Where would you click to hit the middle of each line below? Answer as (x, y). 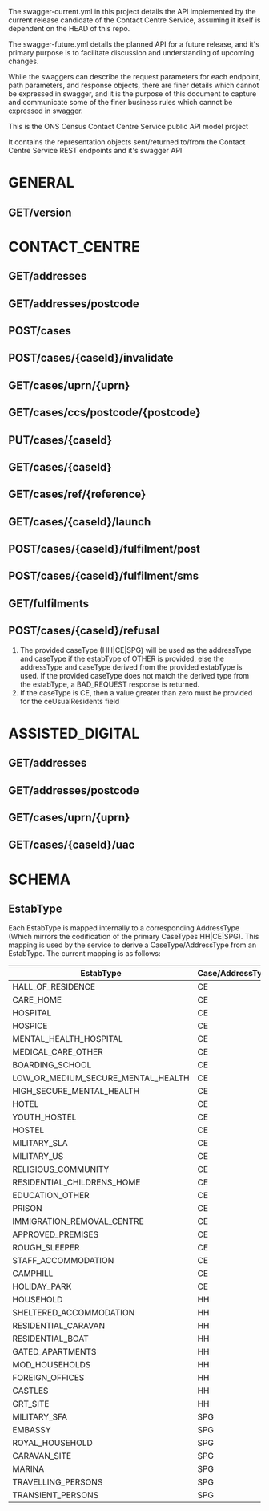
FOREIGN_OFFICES (48, 1378)
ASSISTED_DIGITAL (74, 733)
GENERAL (41, 183)
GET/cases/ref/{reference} (77, 494)
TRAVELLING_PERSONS (58, 1482)
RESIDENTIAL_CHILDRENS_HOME (76, 1182)
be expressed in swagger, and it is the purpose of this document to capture (132, 94)
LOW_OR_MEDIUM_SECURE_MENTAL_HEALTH (101, 1078)
